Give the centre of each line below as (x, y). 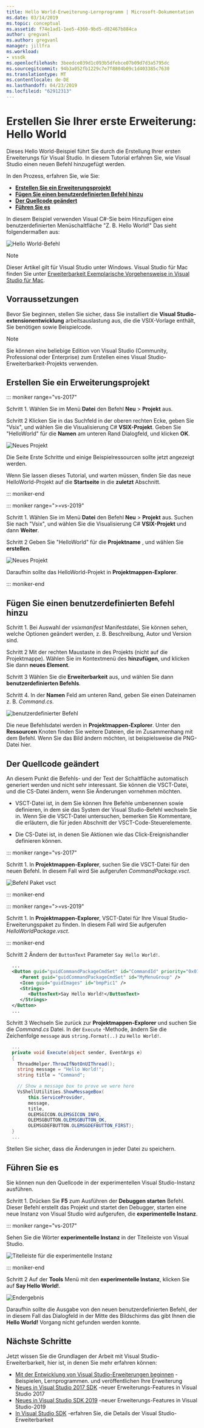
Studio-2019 (30, 1407)
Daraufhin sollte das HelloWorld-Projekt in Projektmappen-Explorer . (92, 572)
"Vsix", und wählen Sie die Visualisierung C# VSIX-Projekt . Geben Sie (94, 427)
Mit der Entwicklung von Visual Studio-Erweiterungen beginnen (94, 1374)
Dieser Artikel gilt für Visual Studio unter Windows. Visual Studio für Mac (97, 267)
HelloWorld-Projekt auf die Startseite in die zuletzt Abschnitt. (83, 482)
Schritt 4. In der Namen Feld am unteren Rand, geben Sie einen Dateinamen (101, 695)
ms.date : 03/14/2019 (32, 18)
